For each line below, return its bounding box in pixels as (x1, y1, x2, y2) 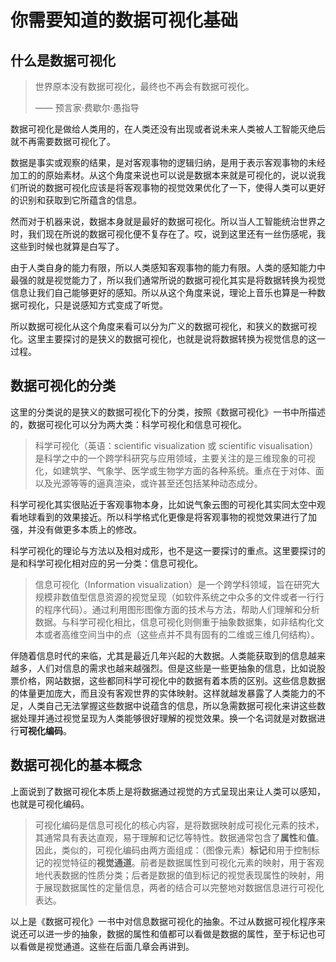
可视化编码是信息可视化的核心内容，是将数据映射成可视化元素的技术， (34, 819, 325, 831)
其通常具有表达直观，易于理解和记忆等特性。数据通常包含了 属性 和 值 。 (34, 831, 325, 843)
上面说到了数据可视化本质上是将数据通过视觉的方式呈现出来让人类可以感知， (10, 785, 326, 797)
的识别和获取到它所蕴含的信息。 (10, 194, 142, 206)
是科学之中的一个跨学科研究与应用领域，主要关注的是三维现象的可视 (34, 452, 316, 464)
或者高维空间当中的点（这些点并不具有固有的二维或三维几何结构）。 (43, 628, 320, 640)
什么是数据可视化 (10, 52, 116, 69)
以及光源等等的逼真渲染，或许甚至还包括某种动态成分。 (34, 477, 263, 489)
